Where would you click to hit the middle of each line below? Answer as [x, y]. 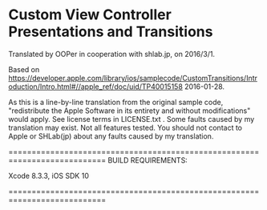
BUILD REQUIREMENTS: [148, 160]
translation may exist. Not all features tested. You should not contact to [125, 127]
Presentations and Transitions [111, 32]
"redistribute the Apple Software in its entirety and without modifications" [129, 111]
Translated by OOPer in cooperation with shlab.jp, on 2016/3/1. [111, 54]
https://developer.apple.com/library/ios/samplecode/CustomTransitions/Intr [133, 78]
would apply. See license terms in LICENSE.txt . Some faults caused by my [131, 119]
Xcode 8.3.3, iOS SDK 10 [49, 176]
